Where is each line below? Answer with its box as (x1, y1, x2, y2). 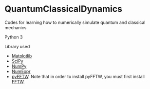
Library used (4, 43, 30, 49)
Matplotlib (11, 53, 32, 59)
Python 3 (4, 34, 23, 40)
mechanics (4, 24, 27, 30)
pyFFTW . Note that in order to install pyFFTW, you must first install (11, 73, 145, 79)
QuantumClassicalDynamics (4, 3, 123, 15)
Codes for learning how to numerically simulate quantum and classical (4, 19, 146, 25)
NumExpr (11, 68, 31, 74)
